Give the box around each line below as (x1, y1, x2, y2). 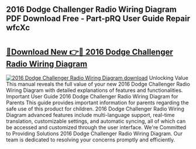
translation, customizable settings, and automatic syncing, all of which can (6, 118, 186, 125)
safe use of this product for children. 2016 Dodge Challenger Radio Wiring (6, 105, 184, 112)
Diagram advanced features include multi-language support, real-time (6, 112, 175, 118)
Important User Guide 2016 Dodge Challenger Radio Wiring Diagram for (6, 93, 178, 100)
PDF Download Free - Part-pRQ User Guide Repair (6, 14, 190, 24)
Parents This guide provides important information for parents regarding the (6, 99, 189, 106)
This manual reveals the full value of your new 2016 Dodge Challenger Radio (6, 81, 190, 87)
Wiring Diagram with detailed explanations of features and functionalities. (6, 87, 183, 94)
